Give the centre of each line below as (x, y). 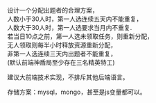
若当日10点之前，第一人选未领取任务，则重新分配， (80, 36)
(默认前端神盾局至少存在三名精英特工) (61, 62)
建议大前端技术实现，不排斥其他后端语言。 (68, 77)
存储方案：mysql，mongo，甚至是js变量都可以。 (77, 92)
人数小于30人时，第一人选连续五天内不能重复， (75, 19)
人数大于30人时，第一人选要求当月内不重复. (70, 27)
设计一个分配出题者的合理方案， (53, 10)
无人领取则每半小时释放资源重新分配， (62, 45)
